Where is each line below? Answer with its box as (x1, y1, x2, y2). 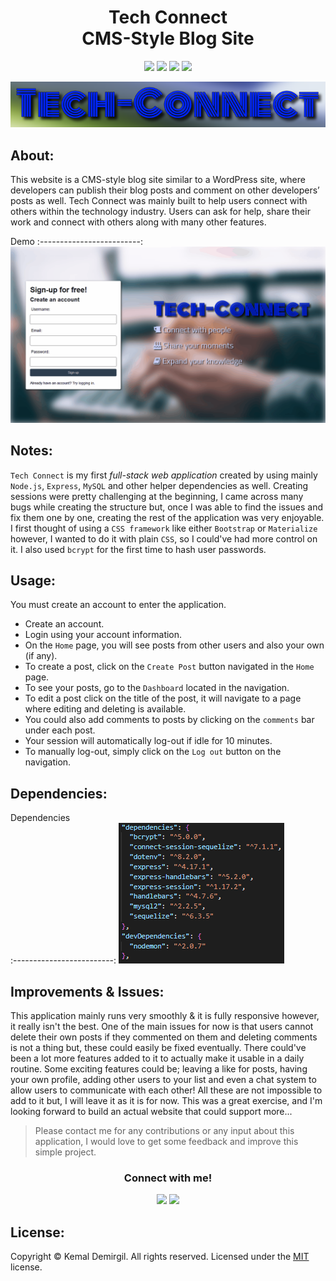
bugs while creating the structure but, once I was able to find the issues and (10, 501, 323, 513)
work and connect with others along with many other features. (10, 216, 267, 228)
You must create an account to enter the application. (10, 599, 227, 611)
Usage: (10, 572, 57, 589)
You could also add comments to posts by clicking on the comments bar (24, 714, 315, 726)
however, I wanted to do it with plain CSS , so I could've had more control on (10, 532, 318, 545)
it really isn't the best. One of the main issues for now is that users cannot (10, 1020, 314, 1032)
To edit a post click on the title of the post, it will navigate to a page (24, 692, 302, 705)
